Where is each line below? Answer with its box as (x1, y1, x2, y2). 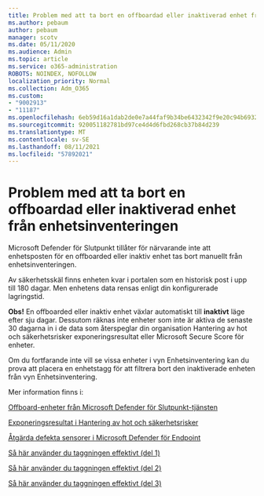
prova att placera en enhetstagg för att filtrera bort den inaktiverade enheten (8, 364, 255, 374)
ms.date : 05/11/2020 (8, 41, 76, 49)
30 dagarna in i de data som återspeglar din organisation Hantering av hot (8, 323, 247, 334)
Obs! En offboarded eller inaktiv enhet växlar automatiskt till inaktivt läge (8, 307, 245, 316)
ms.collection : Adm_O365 (8, 84, 90, 93)
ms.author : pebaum (8, 19, 68, 27)
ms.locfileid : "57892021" (8, 150, 93, 158)
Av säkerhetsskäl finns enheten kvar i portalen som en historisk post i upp (8, 275, 247, 285)
